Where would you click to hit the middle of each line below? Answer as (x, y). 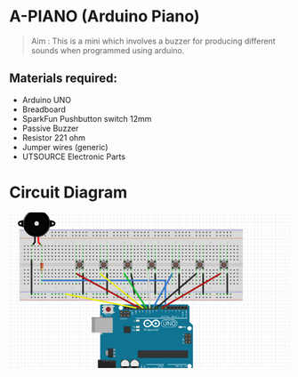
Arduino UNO (47, 100)
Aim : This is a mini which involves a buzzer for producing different (153, 41)
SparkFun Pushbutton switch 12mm (87, 118)
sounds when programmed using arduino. (108, 50)
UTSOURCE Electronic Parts (74, 156)
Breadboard (44, 109)
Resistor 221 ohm (54, 137)
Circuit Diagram (68, 192)
